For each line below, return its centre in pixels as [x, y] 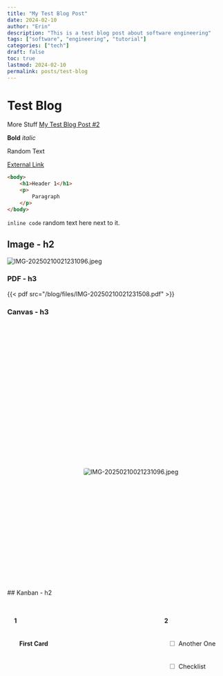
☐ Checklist [187, 666]
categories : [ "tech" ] [38, 46]
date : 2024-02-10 [32, 20]
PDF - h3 [22, 279]
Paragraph [46, 197]
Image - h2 [31, 245]
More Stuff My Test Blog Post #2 [54, 124]
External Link [26, 165]
